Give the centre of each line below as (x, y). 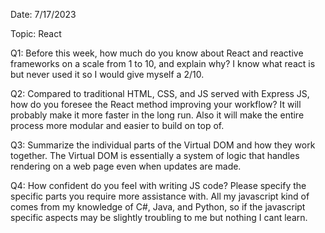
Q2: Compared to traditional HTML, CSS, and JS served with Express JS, (160, 93)
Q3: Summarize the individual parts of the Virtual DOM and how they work (163, 145)
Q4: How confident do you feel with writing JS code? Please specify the (158, 185)
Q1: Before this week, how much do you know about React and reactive (157, 53)
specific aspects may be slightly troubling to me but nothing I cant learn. (159, 217)
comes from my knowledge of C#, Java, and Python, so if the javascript (158, 207)
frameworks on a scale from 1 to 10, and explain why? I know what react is (163, 63)
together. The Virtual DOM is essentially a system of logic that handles (155, 155)
